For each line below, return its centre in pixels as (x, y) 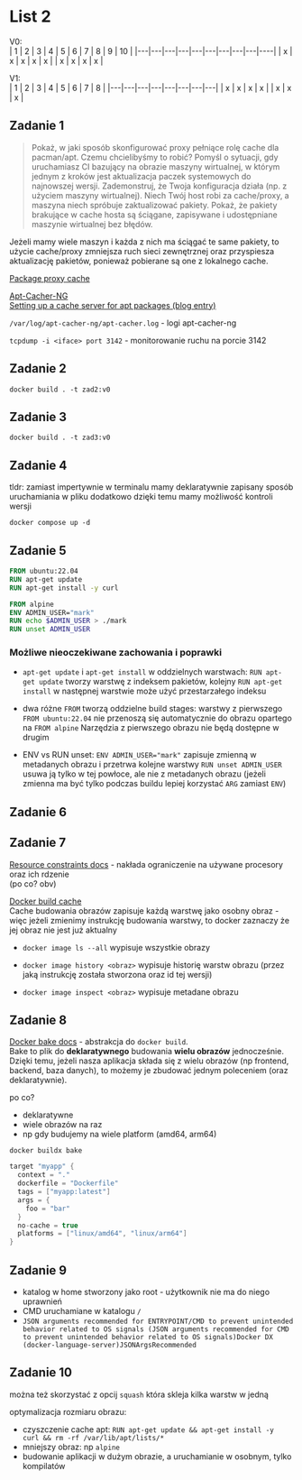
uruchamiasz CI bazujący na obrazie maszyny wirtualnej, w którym (156, 166)
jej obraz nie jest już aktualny (63, 930)
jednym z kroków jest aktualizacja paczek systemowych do (141, 176)
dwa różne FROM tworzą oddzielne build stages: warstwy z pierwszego (152, 709)
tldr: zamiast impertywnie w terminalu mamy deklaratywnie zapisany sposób (151, 487)
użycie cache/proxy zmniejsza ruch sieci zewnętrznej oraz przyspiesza (142, 251)
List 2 (30, 17)
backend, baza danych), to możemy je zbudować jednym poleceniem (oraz (149, 1071)
